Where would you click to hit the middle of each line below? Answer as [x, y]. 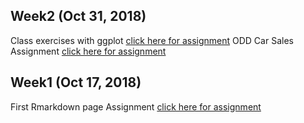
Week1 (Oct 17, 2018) [76, 82]
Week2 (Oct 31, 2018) [78, 16]
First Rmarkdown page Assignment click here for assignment [136, 106]
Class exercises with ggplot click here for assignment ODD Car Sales [152, 40]
